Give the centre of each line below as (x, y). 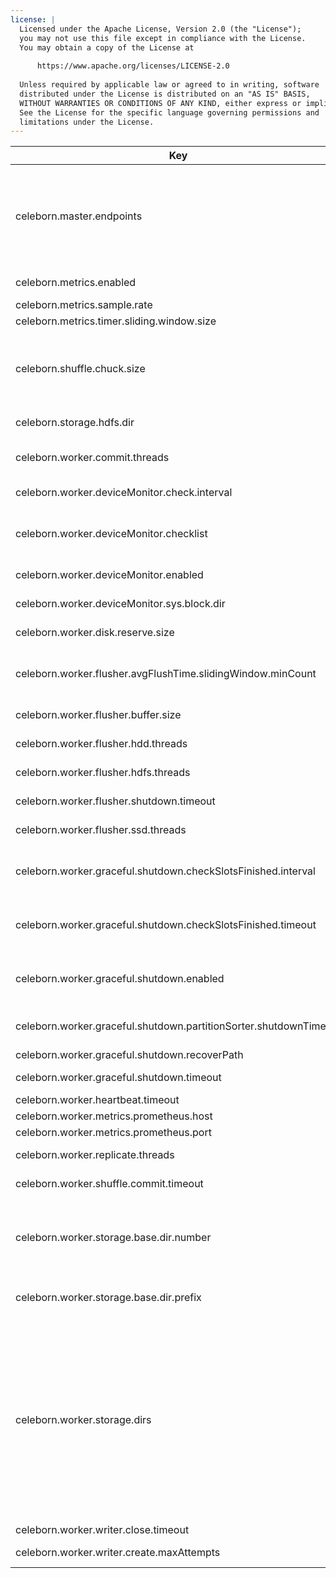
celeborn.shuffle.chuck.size (80, 369)
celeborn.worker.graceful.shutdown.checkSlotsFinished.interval (165, 871)
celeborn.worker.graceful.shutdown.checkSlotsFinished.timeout (166, 925)
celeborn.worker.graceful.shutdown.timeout (118, 1078)
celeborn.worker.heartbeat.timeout (97, 1100)
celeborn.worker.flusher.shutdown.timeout (115, 801)
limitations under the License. (87, 122)
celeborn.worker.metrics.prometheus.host (114, 1116)
